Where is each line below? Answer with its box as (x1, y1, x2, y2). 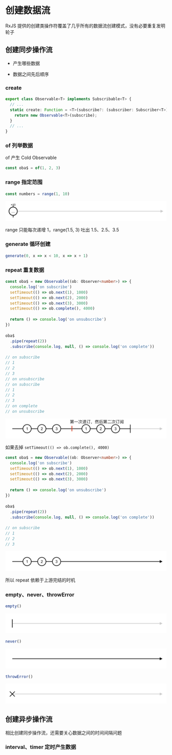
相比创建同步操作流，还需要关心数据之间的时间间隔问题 (5, 729, 122, 735)
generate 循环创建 (5, 241, 51, 248)
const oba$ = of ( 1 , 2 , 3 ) (5, 165, 60, 171)
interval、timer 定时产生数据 (5, 744, 76, 751)
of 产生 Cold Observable (5, 154, 57, 161)
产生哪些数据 (12, 60, 40, 66)
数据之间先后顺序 (12, 71, 49, 77)
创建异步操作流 (5, 715, 53, 724)
